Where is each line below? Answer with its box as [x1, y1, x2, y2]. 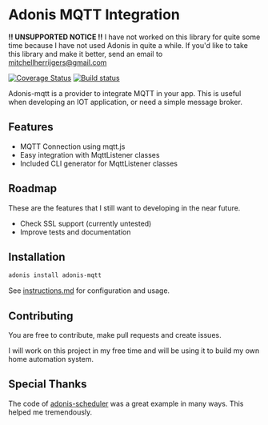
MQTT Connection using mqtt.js [19, 142, 126, 151]
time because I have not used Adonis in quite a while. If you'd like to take [8, 40, 248, 50]
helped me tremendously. [8, 407, 93, 417]
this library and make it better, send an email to [8, 49, 163, 58]
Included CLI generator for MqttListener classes [19, 158, 178, 168]
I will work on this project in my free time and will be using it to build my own [8, 346, 260, 355]
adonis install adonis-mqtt [8, 271, 102, 279]
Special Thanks [8, 378, 87, 391]
